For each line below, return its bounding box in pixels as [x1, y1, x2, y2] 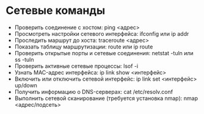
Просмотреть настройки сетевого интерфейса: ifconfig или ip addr [14, 30, 189, 37]
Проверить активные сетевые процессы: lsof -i [14, 62, 139, 70]
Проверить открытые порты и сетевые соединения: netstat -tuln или [14, 49, 194, 56]
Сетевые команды [5, 4, 106, 18]
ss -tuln [14, 56, 34, 63]
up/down [14, 81, 38, 89]
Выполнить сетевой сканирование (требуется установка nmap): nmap [14, 95, 198, 102]
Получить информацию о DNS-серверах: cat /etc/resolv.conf [14, 88, 173, 95]
